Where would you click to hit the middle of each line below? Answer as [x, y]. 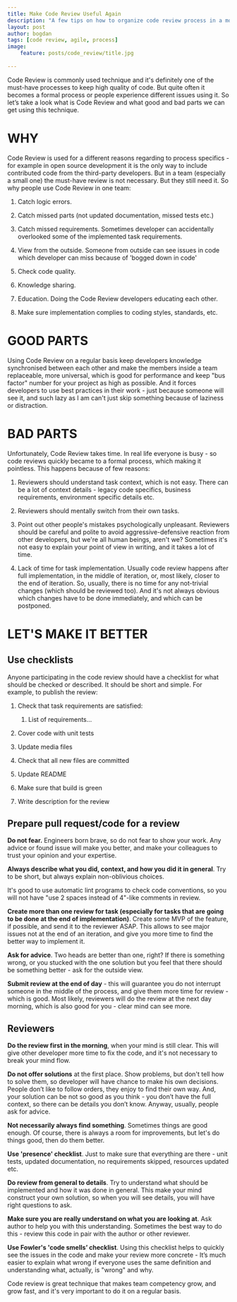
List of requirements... [60, 719]
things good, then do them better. [56, 1140]
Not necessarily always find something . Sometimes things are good [108, 1126]
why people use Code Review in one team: [69, 188]
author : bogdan [30, 34]
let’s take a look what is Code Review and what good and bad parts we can [116, 102]
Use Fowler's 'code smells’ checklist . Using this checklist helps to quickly [116, 1248]
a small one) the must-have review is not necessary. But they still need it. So [118, 180]
